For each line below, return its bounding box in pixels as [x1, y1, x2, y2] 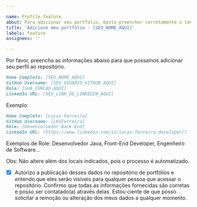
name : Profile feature [6, 14, 62, 19]
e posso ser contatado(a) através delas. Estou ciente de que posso [14, 188, 177, 195]
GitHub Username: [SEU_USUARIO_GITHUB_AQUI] [6, 80, 117, 86]
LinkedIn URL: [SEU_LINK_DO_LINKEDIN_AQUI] [6, 91, 114, 97]
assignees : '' [6, 36, 41, 42]
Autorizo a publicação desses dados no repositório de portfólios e [14, 169, 174, 176]
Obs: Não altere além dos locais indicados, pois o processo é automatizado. [6, 158, 189, 165]
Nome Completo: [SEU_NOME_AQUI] [6, 75, 85, 81]
